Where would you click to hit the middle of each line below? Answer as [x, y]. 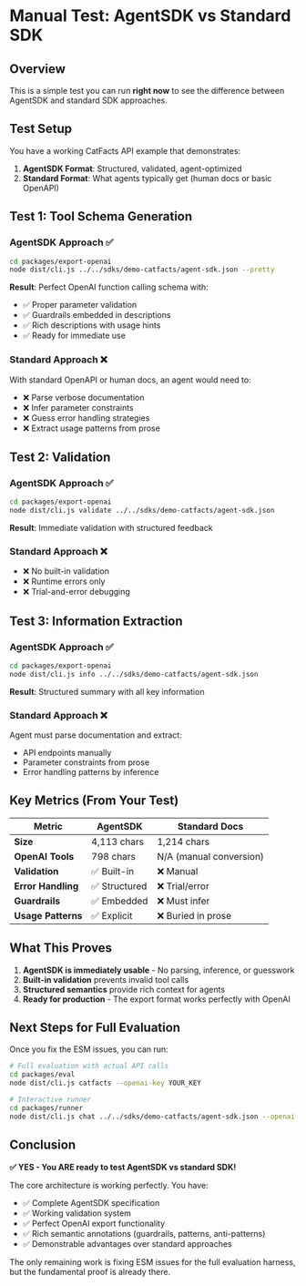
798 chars [113, 856]
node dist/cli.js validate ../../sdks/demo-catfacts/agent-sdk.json [142, 511]
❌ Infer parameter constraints [78, 407]
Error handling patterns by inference [91, 772]
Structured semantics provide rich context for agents [124, 989]
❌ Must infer [184, 901]
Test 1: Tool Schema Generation [101, 216]
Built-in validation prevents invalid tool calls [106, 979]
